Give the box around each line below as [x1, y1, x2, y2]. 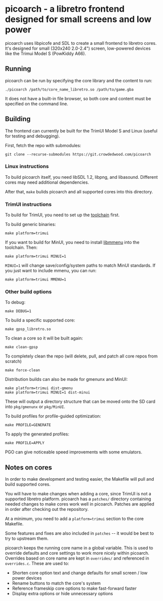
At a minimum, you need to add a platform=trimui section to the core [5, 516, 144, 522]
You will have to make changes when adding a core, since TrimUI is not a [5, 491, 152, 497]
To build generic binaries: [5, 222, 56, 227]
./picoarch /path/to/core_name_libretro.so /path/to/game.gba [5, 87, 134, 92]
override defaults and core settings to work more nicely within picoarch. [5, 550, 149, 556]
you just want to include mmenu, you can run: [5, 268, 97, 274]
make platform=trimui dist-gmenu [5, 386, 73, 391]
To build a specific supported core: [5, 318, 75, 323]
